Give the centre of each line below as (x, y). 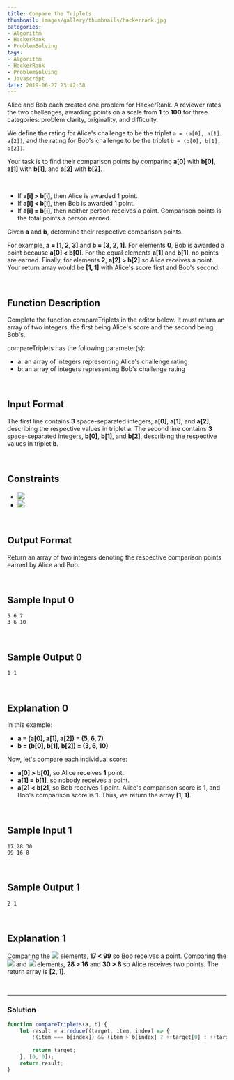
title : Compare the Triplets (49, 14)
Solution (22, 1010)
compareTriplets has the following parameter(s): (76, 348)
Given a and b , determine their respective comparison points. (95, 232)
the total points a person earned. (64, 218)
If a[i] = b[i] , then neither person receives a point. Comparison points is (119, 211)
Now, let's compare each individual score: (67, 759)
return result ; (42, 1063)
